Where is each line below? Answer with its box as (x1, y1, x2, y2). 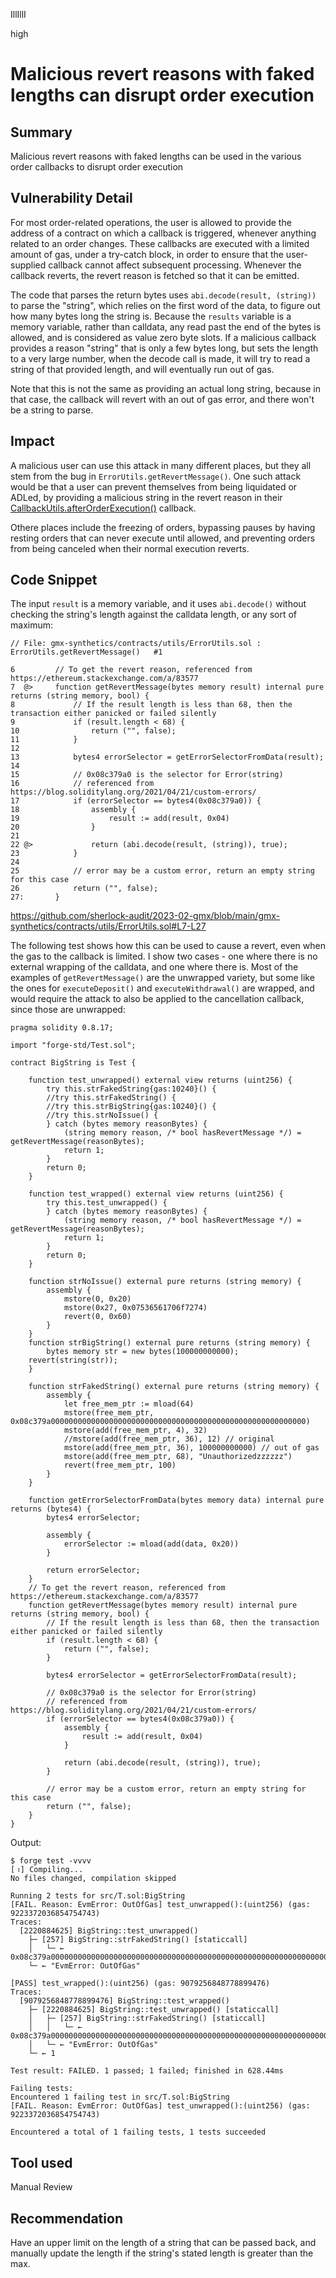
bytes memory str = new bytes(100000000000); (46, 1347, 240, 1357)
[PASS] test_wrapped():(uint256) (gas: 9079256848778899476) (10, 1979, 271, 1989)
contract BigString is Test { (10, 1058, 137, 1068)
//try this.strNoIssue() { (46, 1110, 159, 1121)
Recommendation (10, 2210, 123, 2227)
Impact (10, 433, 55, 450)
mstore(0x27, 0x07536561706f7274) (63, 1303, 208, 1313)
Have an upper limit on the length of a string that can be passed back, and (10, 2237, 317, 2249)
